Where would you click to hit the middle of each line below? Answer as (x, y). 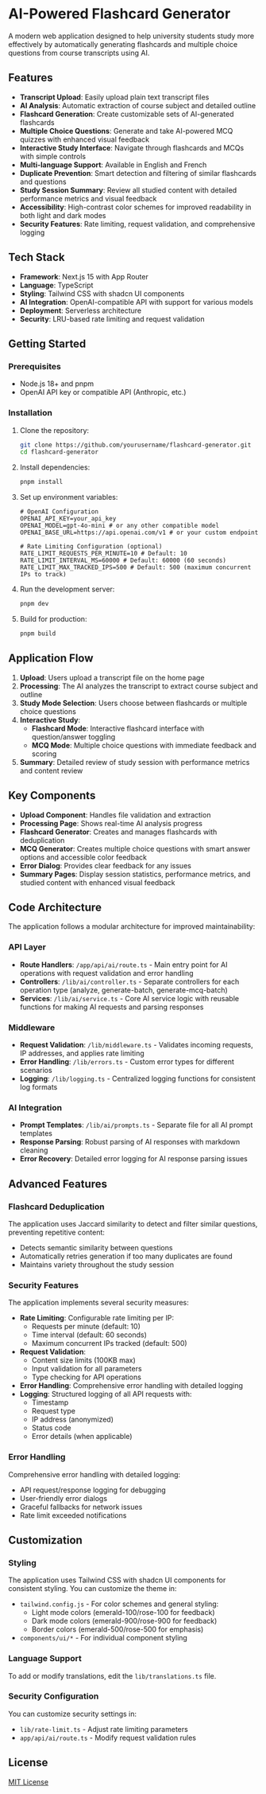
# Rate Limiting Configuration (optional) (91, 547)
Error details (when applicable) (82, 1437)
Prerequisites (35, 366)
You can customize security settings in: (73, 1714)
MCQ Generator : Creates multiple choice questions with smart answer (135, 848)
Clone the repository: (54, 430)
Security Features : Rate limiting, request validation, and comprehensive (137, 224)
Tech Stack (37, 257)
